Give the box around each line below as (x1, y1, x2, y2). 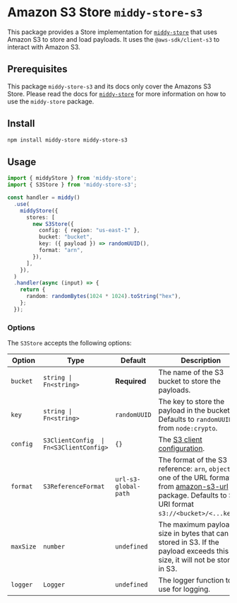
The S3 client (158, 435, 202, 444)
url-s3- (115, 476, 141, 483)
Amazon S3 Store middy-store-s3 (7, 4, 203, 21)
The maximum (158, 519, 206, 529)
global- (115, 483, 141, 490)
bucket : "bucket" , (38, 234, 93, 241)
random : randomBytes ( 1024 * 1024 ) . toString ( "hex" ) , (25, 293, 181, 300)
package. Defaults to (158, 490, 227, 500)
